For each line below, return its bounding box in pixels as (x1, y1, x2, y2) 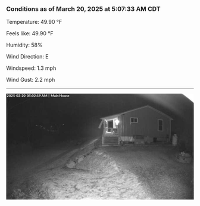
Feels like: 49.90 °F (6, 30, 54, 37)
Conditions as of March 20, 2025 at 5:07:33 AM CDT (6, 5, 161, 13)
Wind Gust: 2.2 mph (6, 76, 55, 84)
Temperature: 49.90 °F (6, 19, 62, 26)
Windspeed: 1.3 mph (6, 64, 57, 72)
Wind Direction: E (6, 53, 49, 60)
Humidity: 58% (6, 41, 43, 49)
